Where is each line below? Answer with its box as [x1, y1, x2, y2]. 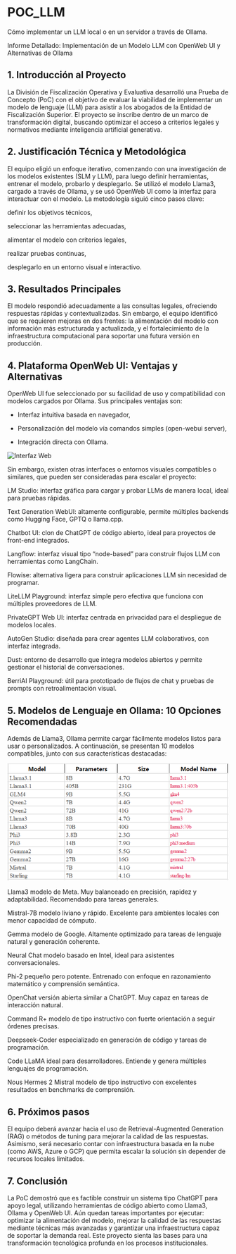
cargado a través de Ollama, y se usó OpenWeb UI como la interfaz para [7, 187, 216, 195]
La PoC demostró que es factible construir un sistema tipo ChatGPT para [7, 1194, 218, 1203]
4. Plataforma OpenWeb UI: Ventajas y [7, 359, 178, 371]
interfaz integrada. [7, 642, 61, 651]
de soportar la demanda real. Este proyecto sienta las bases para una [7, 1231, 209, 1240]
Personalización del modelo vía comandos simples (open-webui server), [17, 424, 227, 433]
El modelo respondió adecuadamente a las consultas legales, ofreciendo [7, 302, 218, 310]
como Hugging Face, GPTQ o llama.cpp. [7, 515, 124, 524]
